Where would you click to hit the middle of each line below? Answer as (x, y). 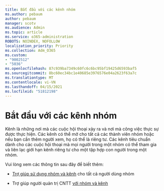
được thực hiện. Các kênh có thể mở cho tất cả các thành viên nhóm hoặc (80, 134)
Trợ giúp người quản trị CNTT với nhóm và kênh (60, 183)
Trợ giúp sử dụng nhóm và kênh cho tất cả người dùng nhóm (73, 174)
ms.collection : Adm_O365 (30, 50)
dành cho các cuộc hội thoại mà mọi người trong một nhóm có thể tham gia (81, 145)
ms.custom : (16, 55)
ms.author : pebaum (24, 14)
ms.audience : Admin (25, 28)
